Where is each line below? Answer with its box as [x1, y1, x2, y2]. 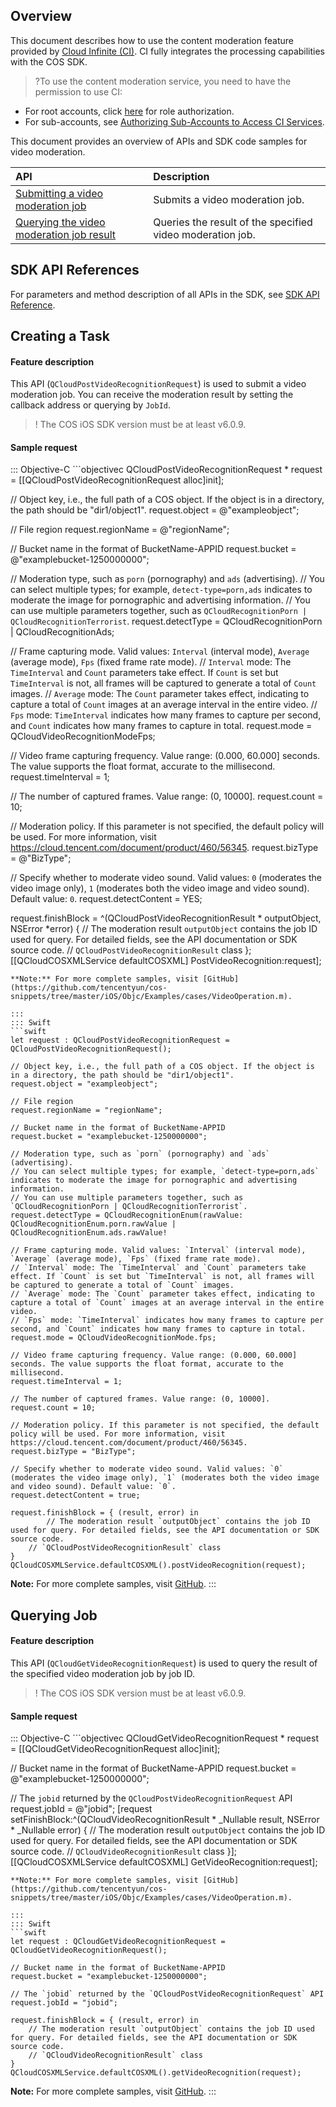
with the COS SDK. [10, 55, 88, 68]
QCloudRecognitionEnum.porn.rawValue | [10, 1219, 177, 1229]
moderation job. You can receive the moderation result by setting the [10, 389, 294, 401]
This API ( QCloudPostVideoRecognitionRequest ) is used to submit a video [10, 378, 307, 390]
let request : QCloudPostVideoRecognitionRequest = [10, 1035, 230, 1046]
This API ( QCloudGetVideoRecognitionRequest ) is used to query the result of [10, 1657, 318, 1669]
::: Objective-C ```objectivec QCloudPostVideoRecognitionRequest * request [10, 464, 323, 476]
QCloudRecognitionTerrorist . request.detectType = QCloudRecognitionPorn [10, 615, 323, 628]
